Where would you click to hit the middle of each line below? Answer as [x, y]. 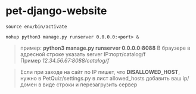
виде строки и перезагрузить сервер [90, 85]
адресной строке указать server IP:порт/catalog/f [83, 54]
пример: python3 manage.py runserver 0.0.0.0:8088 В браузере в [105, 48]
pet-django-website [56, 11]
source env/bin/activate [36, 27]
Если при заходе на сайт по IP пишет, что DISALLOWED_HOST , [100, 72]
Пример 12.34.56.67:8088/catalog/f [65, 60]
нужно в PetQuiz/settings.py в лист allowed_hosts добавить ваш [101, 78]
